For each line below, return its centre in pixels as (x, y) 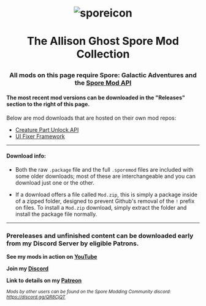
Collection (103, 54)
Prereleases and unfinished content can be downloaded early (100, 235)
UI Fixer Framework (40, 136)
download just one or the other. (55, 182)
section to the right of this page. (48, 104)
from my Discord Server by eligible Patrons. (73, 243)
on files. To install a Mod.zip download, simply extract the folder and (101, 207)
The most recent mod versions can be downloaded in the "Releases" (96, 98)
